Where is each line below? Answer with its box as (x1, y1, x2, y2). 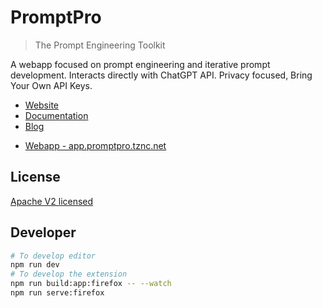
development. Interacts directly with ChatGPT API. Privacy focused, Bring (10, 69, 313, 81)
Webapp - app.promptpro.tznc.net (24, 139, 167, 151)
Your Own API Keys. (10, 79, 93, 91)
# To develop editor (10, 251, 97, 261)
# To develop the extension (10, 269, 128, 280)
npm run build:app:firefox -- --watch (10, 279, 172, 289)
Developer (10, 224, 77, 241)
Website (24, 99, 60, 111)
